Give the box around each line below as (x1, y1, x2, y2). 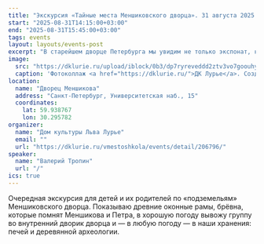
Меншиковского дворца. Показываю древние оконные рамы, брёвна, (8, 202, 244, 211)
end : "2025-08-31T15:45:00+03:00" (8, 26, 122, 34)
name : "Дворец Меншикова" (15, 84, 101, 93)
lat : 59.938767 (22, 107, 72, 115)
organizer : (8, 121, 44, 129)
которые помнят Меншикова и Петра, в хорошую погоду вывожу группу (8, 209, 252, 220)
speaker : (8, 150, 37, 158)
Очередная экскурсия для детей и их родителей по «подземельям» (8, 193, 237, 202)
